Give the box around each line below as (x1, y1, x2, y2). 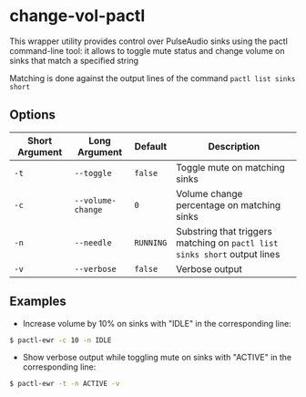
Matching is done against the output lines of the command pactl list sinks (9, 72, 296, 83)
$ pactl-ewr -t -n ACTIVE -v (9, 380, 120, 389)
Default (134, 140, 168, 152)
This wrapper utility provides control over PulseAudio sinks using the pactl (9, 36, 289, 47)
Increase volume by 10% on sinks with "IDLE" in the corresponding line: (22, 318, 291, 329)
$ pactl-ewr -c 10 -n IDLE (9, 335, 112, 345)
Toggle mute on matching (176, 161, 285, 173)
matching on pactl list (176, 236, 279, 249)
